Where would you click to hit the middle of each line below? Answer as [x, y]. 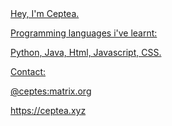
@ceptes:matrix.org [51, 91]
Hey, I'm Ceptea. [45, 13]
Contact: [28, 71]
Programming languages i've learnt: [84, 33]
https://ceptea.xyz [48, 110]
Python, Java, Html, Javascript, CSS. [86, 52]
